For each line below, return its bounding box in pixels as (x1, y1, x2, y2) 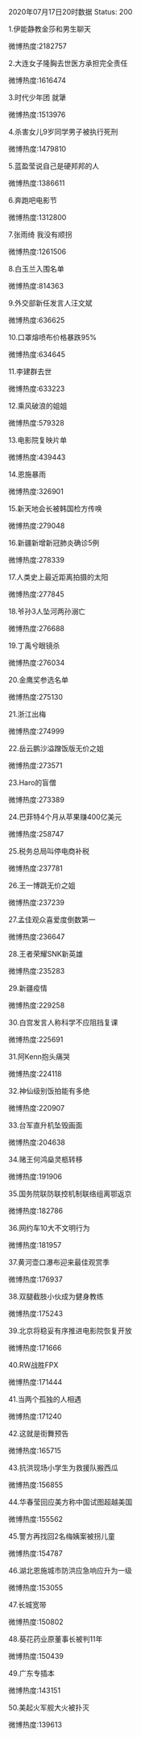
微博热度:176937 (8, 1274, 63, 1284)
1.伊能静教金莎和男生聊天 (8, 24, 91, 34)
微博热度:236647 (8, 932, 65, 941)
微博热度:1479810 (8, 144, 67, 153)
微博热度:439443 (8, 452, 66, 462)
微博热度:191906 (8, 1172, 63, 1181)
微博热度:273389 (8, 795, 64, 804)
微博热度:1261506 (8, 247, 67, 256)
